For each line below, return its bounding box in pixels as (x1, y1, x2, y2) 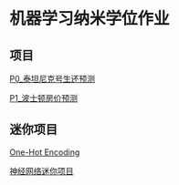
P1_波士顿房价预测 (9, 93, 79, 103)
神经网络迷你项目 (9, 165, 74, 176)
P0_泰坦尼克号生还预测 (9, 74, 96, 84)
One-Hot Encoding (9, 147, 80, 158)
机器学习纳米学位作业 (9, 8, 171, 29)
